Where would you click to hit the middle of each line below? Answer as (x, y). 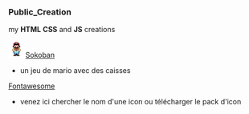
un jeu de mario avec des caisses (75, 71)
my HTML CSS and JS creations (62, 30)
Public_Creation (40, 12)
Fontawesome (32, 86)
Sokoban (40, 55)
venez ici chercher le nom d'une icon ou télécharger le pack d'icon (131, 102)
